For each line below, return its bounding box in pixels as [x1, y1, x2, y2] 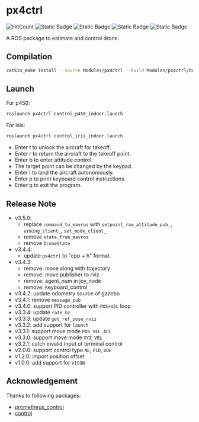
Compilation [6, 51, 52, 62]
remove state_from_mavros [23, 233, 89, 240]
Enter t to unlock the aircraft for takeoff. [14, 144, 111, 151]
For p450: [6, 99, 31, 107]
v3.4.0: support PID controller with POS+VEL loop [14, 302, 131, 310]
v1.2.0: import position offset [14, 353, 85, 360]
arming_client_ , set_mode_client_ [23, 227, 107, 234]
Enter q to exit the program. [14, 182, 82, 189]
